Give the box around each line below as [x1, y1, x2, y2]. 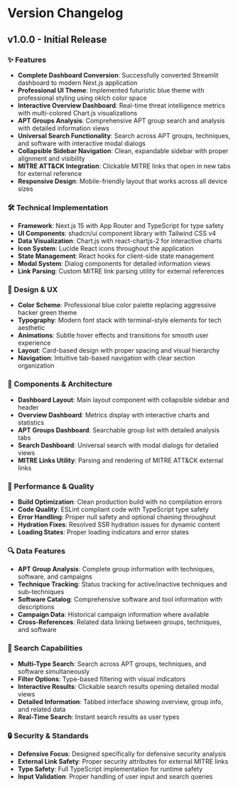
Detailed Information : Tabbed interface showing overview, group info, [17, 697, 224, 706]
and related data [17, 705, 66, 713]
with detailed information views [17, 123, 110, 133]
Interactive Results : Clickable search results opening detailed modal [17, 682, 219, 690]
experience [17, 338, 51, 347]
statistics [17, 418, 45, 427]
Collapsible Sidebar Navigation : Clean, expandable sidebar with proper [17, 146, 229, 155]
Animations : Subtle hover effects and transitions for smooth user [17, 331, 209, 340]
